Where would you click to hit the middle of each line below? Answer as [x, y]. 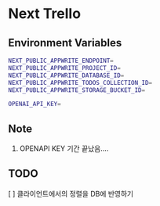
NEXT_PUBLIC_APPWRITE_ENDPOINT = [61, 61]
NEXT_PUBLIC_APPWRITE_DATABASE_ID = [66, 75]
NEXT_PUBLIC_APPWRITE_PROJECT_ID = [65, 68]
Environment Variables [65, 43]
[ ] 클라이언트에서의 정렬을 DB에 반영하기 [71, 193]
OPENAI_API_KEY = [35, 104]
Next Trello [44, 14]
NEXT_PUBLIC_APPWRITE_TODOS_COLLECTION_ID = [80, 83]
